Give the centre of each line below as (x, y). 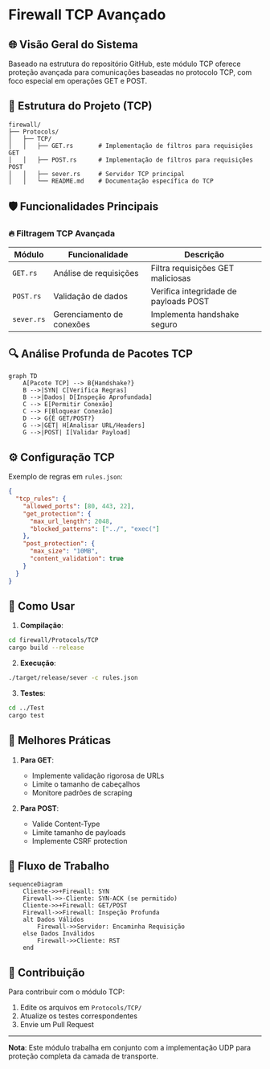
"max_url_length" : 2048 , (71, 521)
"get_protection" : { (57, 514)
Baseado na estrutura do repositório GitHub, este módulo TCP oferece (125, 64)
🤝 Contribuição (47, 972)
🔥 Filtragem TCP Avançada (61, 233)
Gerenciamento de (88, 314)
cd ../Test (27, 708)
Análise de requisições (96, 273)
